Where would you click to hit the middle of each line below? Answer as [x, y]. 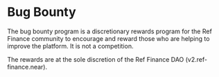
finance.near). [27, 67]
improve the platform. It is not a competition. [70, 46]
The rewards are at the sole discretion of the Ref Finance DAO [96, 59]
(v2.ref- [196, 59]
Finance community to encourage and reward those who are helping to [108, 38]
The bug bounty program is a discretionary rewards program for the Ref [110, 31]
